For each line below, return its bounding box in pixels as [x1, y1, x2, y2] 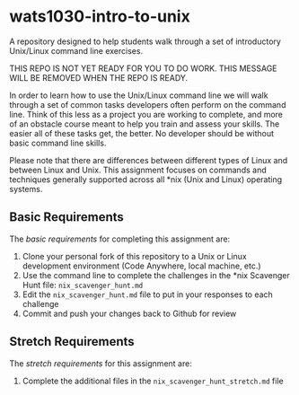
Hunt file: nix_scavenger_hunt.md [22, 279, 144, 290]
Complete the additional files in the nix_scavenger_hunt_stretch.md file [22, 375, 285, 386]
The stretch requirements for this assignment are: [9, 357, 193, 369]
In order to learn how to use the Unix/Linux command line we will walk [9, 90, 268, 101]
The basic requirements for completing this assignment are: [9, 233, 231, 244]
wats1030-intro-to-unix [9, 6, 190, 27]
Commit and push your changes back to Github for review [22, 308, 237, 319]
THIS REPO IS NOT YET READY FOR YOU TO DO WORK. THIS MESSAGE [9, 63, 277, 74]
